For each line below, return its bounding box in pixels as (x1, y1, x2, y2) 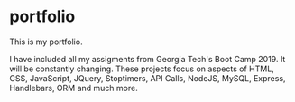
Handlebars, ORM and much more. (9, 82, 138, 93)
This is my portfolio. (9, 36, 83, 47)
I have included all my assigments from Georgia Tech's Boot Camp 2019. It (9, 53, 286, 64)
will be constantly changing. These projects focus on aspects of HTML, (9, 63, 275, 74)
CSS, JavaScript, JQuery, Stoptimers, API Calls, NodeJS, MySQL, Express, (9, 72, 286, 83)
